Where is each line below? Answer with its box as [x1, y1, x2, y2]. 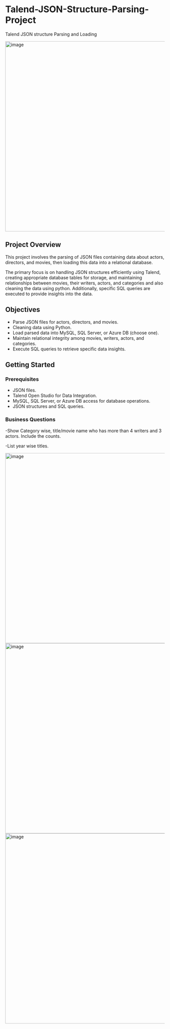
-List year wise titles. [5, 443, 49, 449]
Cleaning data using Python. [12, 324, 72, 330]
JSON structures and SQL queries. [12, 403, 85, 409]
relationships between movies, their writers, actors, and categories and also [5, 280, 163, 286]
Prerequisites [5, 375, 39, 382]
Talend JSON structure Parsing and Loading [5, 31, 97, 37]
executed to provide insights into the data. [5, 291, 93, 297]
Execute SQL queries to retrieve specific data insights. [12, 346, 126, 352]
